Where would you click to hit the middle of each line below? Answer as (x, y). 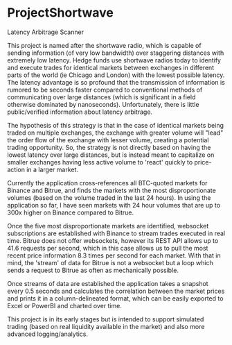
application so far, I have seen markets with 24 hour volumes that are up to (114, 205)
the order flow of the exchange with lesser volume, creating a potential (108, 140)
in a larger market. (52, 169)
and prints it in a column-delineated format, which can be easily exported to (115, 298)
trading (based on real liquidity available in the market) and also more (106, 326)
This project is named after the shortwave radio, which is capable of (105, 45)
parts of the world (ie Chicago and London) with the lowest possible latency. (116, 75)
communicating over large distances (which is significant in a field (101, 97)
